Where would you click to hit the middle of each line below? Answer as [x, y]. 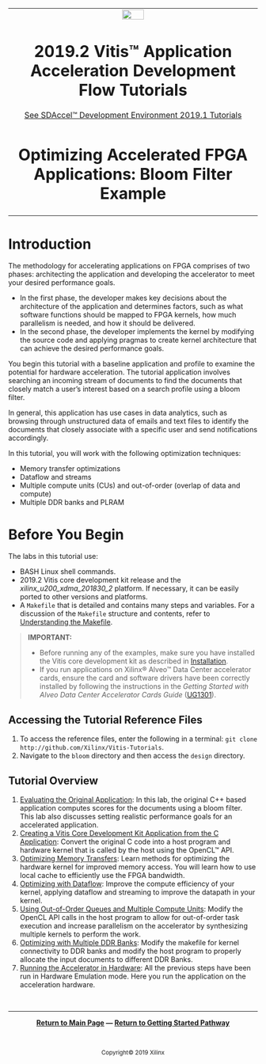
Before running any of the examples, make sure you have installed [147, 653]
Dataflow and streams [55, 477]
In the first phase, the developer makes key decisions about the [123, 298]
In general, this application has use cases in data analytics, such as [118, 413]
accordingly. [28, 438]
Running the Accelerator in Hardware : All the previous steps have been [135, 967]
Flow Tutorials [133, 89]
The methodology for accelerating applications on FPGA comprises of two [129, 266]
